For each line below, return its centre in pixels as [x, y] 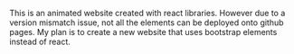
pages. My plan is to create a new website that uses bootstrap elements [143, 32]
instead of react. [40, 41]
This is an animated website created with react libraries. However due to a [147, 13]
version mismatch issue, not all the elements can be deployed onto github [147, 22]
